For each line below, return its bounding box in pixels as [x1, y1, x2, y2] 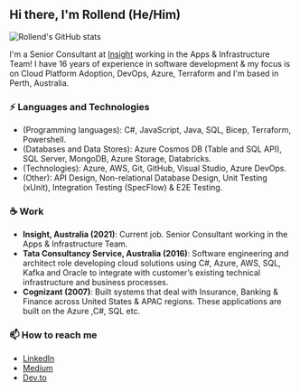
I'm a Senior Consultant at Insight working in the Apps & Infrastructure [9, 49, 270, 60]
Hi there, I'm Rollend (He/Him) [9, 7, 182, 23]
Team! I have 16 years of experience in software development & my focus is [9, 58, 291, 69]
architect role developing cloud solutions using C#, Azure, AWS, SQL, [22, 257, 282, 269]
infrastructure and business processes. [22, 277, 169, 288]
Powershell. [22, 135, 67, 145]
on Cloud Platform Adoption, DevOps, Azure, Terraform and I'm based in [9, 68, 279, 79]
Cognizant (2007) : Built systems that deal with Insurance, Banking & [22, 286, 278, 297]
